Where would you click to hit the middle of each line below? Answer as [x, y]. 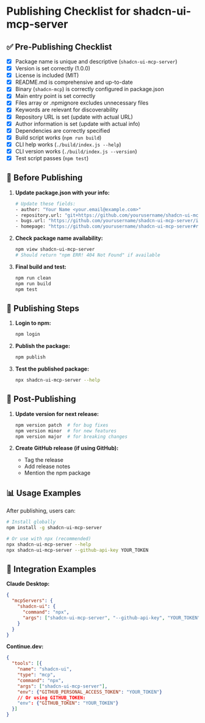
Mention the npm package [57, 473]
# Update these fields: [45, 204]
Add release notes [47, 467]
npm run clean [33, 278]
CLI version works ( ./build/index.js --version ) [76, 151]
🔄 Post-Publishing [41, 399]
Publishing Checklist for [69, 11]
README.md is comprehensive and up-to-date [74, 82]
